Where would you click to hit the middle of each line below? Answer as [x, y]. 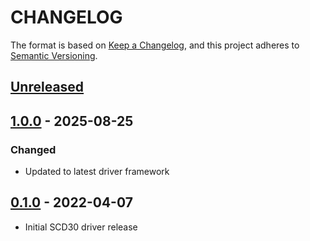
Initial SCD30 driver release [81, 227]
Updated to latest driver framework [97, 172]
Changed [33, 149]
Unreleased [47, 87]
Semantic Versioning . [54, 55]
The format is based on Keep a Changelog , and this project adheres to [155, 45]
